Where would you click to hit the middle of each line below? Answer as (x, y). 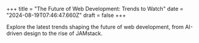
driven (14, 33)
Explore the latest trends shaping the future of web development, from (95, 27)
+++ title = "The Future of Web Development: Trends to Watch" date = (95, 9)
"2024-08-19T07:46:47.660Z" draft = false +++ (66, 15)
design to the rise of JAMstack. (63, 33)
